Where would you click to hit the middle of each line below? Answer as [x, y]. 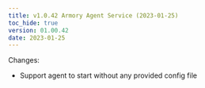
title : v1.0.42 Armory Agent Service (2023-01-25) [93, 15]
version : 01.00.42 [38, 30]
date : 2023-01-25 [37, 38]
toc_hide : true [33, 23]
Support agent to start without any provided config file [108, 75]
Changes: [24, 60]
